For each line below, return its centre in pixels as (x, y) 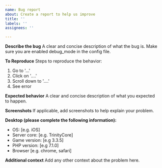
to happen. (16, 101)
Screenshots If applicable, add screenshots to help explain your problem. (80, 111)
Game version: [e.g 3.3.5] (38, 140)
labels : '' (16, 23)
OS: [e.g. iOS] (26, 130)
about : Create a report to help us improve (50, 14)
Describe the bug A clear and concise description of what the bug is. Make (81, 46)
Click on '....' (25, 76)
